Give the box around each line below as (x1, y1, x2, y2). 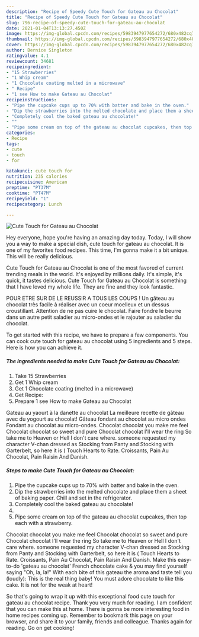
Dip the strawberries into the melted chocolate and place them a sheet (14, 488, 187, 495)
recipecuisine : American (6, 179, 68, 185)
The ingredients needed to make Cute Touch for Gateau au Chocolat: (6, 357, 180, 364)
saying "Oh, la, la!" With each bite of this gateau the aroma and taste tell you (6, 569, 192, 576)
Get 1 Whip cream (14, 379, 58, 386)
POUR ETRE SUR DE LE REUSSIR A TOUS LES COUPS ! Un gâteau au (6, 295, 175, 302)
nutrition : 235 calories (6, 174, 68, 180)
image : (6, 31, 23, 37)
